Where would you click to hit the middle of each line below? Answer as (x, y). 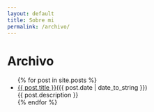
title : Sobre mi (31, 20)
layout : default (31, 14)
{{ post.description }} (48, 95)
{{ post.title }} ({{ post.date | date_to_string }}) (82, 88)
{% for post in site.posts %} (57, 80)
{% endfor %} (37, 102)
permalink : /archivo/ (39, 26)
